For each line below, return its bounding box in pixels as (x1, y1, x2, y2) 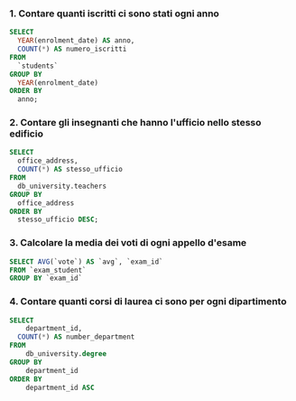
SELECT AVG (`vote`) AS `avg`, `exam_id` (9, 256, 164, 266)
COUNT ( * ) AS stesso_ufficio (17, 165, 124, 174)
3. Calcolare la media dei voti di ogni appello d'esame (9, 237, 247, 249)
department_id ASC (25, 383, 95, 392)
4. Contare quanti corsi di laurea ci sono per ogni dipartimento (9, 295, 287, 308)
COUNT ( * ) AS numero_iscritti (17, 44, 127, 54)
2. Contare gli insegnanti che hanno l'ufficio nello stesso (9, 117, 262, 129)
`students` (17, 61, 59, 70)
